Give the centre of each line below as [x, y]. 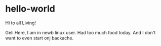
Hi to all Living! [21, 23]
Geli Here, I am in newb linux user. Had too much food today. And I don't [80, 32]
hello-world [30, 9]
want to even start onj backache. [39, 38]
